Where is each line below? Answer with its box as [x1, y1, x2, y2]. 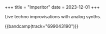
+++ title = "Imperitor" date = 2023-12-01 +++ [4, 4, 100, 10]
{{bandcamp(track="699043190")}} [4, 23, 78, 29]
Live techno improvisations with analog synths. [4, 14, 101, 19]
